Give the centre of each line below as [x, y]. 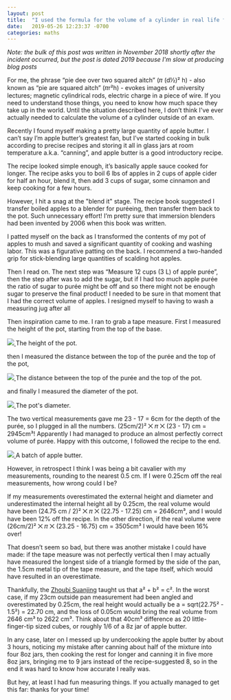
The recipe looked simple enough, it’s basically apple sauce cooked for [108, 166]
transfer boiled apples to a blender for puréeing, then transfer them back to [113, 209]
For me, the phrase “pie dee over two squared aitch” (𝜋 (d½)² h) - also [106, 80]
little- [200, 619]
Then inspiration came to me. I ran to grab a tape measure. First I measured [114, 322]
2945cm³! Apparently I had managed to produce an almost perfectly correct [115, 434]
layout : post [26, 13]
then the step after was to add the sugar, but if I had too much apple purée [112, 279]
